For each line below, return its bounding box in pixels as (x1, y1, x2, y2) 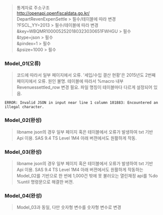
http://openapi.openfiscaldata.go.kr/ (16, 10, 90, 16)
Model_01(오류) (4, 60, 41, 67)
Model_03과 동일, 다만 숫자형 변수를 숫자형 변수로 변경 (16, 204, 121, 210)
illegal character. (4, 105, 45, 110)
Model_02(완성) (4, 117, 42, 124)
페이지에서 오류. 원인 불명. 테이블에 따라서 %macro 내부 (16, 78, 124, 84)
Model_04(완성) (4, 192, 42, 199)
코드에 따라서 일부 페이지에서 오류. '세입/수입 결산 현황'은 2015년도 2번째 (16, 72, 156, 78)
